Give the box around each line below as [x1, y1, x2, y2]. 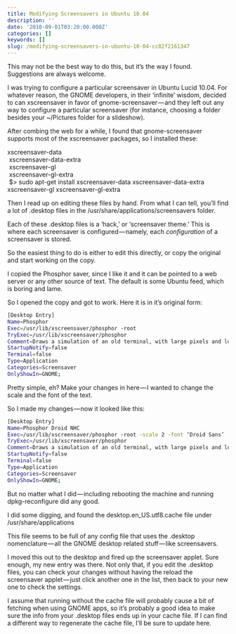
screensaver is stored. [7, 235, 72, 243]
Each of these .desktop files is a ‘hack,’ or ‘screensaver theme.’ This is [7, 220, 211, 228]
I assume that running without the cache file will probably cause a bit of [7, 596, 214, 604]
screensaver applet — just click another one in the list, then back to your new [7, 575, 228, 583]
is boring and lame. [7, 285, 63, 292]
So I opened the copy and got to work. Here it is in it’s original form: [7, 298, 202, 306]
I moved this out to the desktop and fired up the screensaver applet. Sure [7, 552, 219, 561]
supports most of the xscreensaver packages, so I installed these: [7, 134, 198, 143]
